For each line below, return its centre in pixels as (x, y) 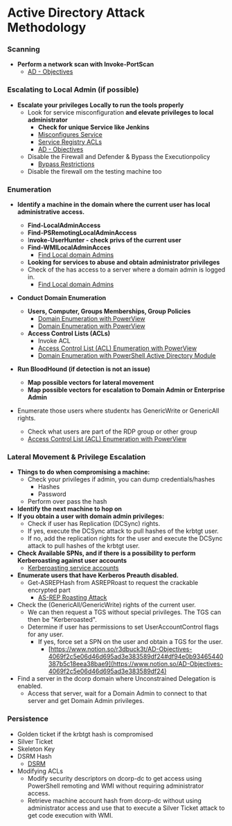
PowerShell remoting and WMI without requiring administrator (116, 786)
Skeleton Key (36, 749)
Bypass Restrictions (66, 164)
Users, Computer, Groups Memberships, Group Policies (109, 311)
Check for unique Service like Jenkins (94, 127)
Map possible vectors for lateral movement (91, 383)
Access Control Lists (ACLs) (69, 333)
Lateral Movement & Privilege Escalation (77, 457)
